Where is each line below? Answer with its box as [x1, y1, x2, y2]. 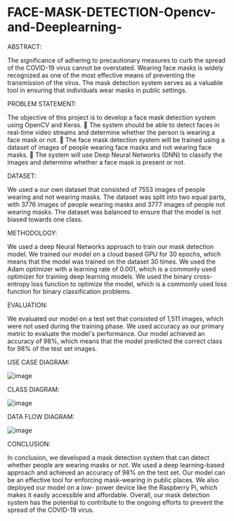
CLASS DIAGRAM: [7, 385, 60, 394]
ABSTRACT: [7, 42, 42, 51]
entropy [7, 279, 30, 288]
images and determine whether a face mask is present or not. [7, 157, 186, 166]
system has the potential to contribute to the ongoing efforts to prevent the [7, 498, 223, 506]
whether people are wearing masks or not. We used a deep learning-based [7, 461, 225, 469]
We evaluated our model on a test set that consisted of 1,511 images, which [7, 314, 223, 323]
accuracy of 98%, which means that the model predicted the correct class [7, 337, 223, 345]
